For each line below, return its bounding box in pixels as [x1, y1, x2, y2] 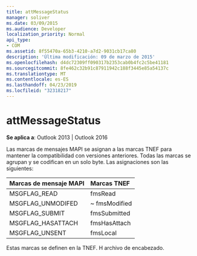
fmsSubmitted [90, 209, 131, 217]
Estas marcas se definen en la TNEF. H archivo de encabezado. [6, 244, 164, 251]
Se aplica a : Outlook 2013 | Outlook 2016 [6, 134, 108, 141]
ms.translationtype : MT [6, 71, 66, 77]
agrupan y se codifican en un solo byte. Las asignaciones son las [6, 158, 169, 165]
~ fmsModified [90, 199, 132, 208]
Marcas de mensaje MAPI [9, 179, 85, 188]
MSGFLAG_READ [9, 189, 58, 197]
